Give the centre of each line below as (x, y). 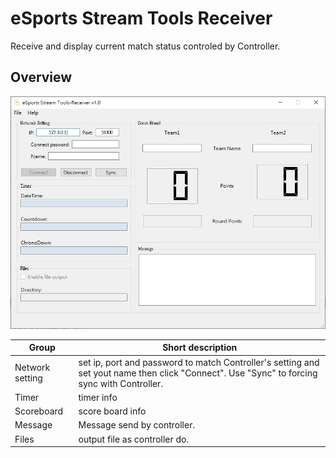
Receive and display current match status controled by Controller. (145, 46)
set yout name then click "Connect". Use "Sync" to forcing (198, 373)
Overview (41, 77)
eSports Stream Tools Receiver (141, 18)
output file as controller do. (134, 439)
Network (32, 368)
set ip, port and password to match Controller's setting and (199, 362)
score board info (112, 411)
